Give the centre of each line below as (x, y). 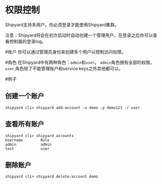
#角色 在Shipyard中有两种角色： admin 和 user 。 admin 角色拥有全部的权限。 (80, 62)
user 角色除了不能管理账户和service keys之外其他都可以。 (64, 68)
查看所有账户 (25, 124)
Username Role (27, 140)
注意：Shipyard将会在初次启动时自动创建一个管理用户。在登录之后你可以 (79, 35)
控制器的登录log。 (28, 41)
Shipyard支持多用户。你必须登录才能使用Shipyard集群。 (62, 25)
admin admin (28, 144)
